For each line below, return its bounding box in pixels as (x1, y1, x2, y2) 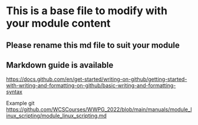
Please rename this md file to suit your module (6, 40, 180, 50)
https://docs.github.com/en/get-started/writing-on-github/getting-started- (6, 75, 187, 83)
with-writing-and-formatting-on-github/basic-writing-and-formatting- (6, 82, 176, 89)
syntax (6, 88, 22, 96)
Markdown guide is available (6, 60, 114, 70)
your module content (6, 17, 111, 30)
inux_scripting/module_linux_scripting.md (6, 112, 107, 119)
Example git (6, 100, 35, 107)
